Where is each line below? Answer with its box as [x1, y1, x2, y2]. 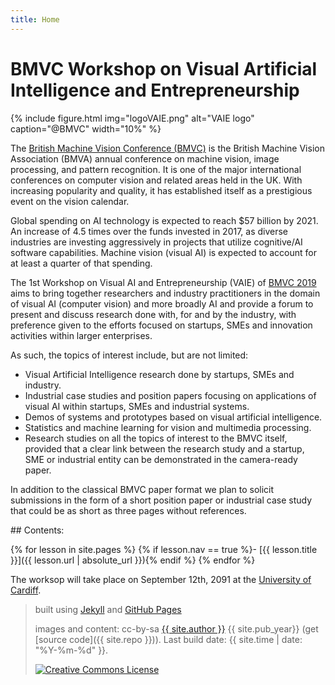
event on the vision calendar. [10, 195, 130, 207]
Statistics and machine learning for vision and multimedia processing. [24, 421, 312, 433]
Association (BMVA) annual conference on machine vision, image [10, 152, 280, 165]
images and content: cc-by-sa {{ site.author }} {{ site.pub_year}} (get [34, 622, 319, 635]
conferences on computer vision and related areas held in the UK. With [10, 174, 303, 186]
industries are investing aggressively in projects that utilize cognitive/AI [10, 236, 303, 248]
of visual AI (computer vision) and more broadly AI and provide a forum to [10, 297, 314, 310]
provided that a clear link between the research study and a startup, [24, 442, 305, 455]
